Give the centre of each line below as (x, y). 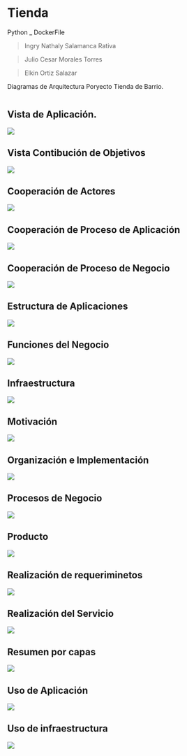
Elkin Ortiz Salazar (51, 73)
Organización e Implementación (78, 460)
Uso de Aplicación (48, 690)
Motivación (32, 421)
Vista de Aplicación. (52, 114)
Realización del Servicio (60, 613)
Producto (28, 537)
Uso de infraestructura (58, 729)
